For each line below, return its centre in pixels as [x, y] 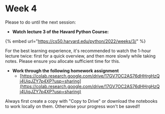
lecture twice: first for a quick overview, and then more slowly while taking [81, 56]
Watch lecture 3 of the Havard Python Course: [61, 31]
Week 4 [21, 9]
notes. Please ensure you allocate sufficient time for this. [63, 61]
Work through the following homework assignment [66, 71]
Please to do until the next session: [41, 22]
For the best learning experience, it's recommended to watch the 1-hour [78, 51]
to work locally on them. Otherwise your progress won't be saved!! [73, 106]
